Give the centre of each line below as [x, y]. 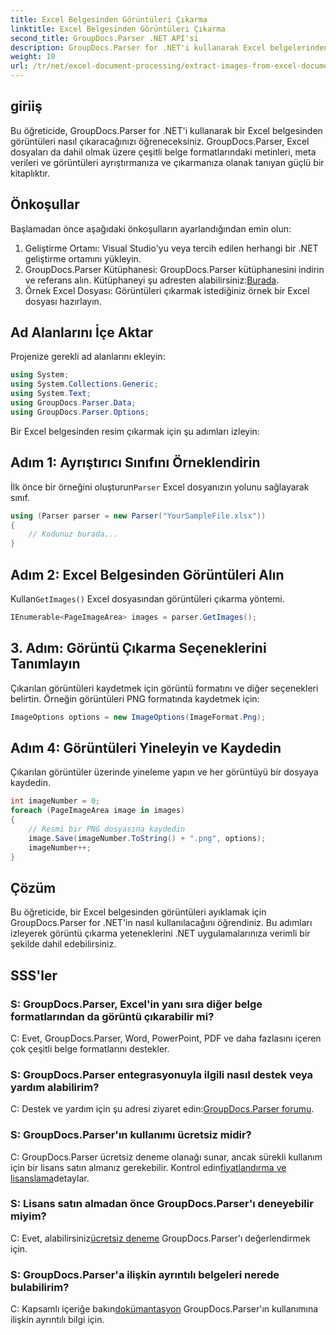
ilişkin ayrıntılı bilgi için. [57, 1320]
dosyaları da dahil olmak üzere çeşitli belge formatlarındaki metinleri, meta [163, 152]
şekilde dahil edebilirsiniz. [63, 944]
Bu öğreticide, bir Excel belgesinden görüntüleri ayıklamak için [138, 912]
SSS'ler [34, 975]
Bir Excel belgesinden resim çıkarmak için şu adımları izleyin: [135, 431]
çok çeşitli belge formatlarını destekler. [90, 1048]
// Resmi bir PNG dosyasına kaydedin [107, 829]
